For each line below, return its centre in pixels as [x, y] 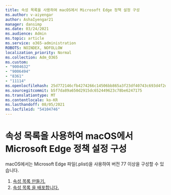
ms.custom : [17, 62]
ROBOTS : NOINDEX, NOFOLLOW [34, 48]
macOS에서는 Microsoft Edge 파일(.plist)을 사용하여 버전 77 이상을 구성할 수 [82, 164]
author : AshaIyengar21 [29, 19]
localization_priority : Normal [38, 52]
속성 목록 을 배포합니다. [36, 187]
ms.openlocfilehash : [27, 86]
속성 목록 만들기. [29, 181]
